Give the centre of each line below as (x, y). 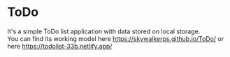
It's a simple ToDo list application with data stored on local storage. (104, 31)
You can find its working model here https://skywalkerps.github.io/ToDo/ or (116, 38)
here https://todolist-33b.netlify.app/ (60, 46)
